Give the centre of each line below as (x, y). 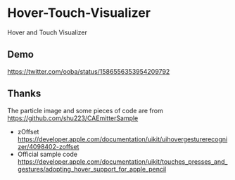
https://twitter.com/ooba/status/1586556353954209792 (89, 71)
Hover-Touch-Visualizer (79, 13)
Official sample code (47, 154)
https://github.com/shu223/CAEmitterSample (73, 118)
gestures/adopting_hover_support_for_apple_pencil (92, 169)
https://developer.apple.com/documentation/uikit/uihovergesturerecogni (122, 139)
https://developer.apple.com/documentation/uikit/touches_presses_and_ (122, 161)
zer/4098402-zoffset (48, 146)
